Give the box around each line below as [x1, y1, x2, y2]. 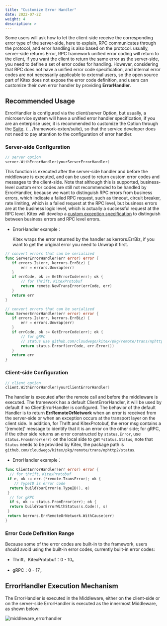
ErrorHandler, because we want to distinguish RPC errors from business [5, 190, 153, 196]
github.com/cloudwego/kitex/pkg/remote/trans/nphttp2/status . [5, 447, 136, 453]
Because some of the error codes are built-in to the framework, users [5, 541, 148, 547]
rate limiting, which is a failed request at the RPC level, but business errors [5, 200, 158, 207]
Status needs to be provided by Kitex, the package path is [5, 441, 124, 448]
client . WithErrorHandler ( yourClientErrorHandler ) [5, 385, 110, 390]
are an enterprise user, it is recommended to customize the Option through [5, 120, 158, 127]
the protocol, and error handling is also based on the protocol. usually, [5, 45, 149, 51]
